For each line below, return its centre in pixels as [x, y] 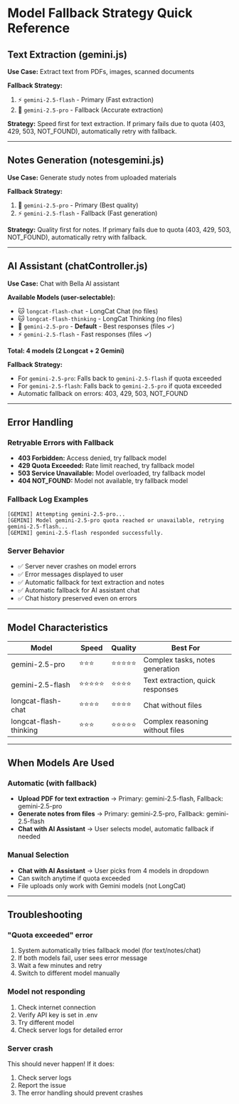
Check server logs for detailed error [70, 1030]
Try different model [46, 1022]
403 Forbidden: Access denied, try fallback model [92, 458]
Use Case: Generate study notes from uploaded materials [92, 177]
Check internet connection [57, 1007]
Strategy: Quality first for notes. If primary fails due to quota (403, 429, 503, [119, 229]
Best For [186, 647]
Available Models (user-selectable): [62, 297]
